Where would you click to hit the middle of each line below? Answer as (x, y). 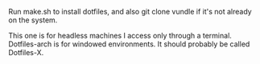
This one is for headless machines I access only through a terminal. (120, 36)
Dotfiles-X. (26, 52)
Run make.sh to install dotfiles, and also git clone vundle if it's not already (130, 12)
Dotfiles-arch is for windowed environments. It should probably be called (129, 44)
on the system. (33, 20)
